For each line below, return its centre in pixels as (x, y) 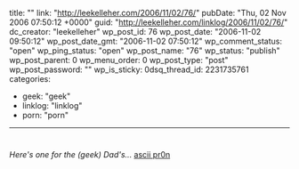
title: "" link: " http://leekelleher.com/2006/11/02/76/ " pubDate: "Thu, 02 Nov (148, 13)
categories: (30, 79)
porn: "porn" (45, 115)
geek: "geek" (46, 96)
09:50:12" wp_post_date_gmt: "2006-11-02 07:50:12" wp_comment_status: (146, 41)
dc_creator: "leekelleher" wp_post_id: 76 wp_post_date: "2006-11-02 (135, 32)
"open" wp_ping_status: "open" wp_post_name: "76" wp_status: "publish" (145, 51)
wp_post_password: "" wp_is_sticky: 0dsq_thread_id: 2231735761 (129, 69)
